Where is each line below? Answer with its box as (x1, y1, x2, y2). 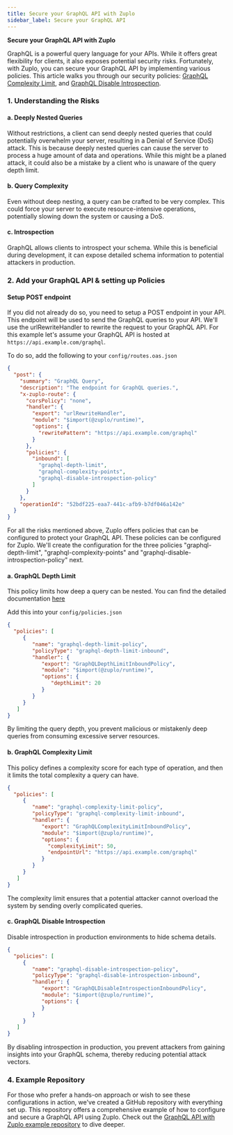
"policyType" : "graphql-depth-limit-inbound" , (32, 647, 170, 654)
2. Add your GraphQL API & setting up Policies (7, 276, 166, 285)
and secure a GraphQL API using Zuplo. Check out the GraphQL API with (7, 1113, 216, 1121)
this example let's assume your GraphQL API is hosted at (7, 331, 170, 339)
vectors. (7, 1058, 31, 1066)
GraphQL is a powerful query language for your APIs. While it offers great (7, 49, 218, 58)
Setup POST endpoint (7, 293, 72, 301)
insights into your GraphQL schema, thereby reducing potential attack (7, 1050, 207, 1058)
